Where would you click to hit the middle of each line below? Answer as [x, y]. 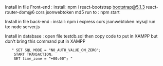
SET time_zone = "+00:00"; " [43, 59]
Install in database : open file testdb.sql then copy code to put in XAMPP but [81, 36]
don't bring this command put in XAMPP [45, 41]
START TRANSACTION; [34, 54]
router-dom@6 [20, 12]
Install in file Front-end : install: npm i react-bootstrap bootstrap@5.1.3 [75, 7]
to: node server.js [23, 27]
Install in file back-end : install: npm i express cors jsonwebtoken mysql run [80, 22]
